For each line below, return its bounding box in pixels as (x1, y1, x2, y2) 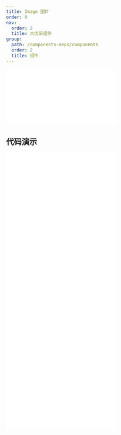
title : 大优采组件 (11, 31, 52, 37)
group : (6, 36, 22, 42)
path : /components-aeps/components (11, 42, 99, 48)
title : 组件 (11, 53, 39, 59)
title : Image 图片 (6, 8, 49, 15)
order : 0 (6, 14, 28, 20)
